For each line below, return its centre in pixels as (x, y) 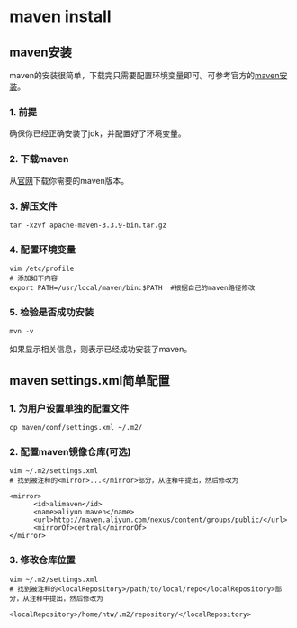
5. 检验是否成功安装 (52, 313)
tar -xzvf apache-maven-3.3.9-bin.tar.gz (88, 225)
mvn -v (22, 332)
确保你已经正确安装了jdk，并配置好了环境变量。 (98, 133)
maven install (60, 17)
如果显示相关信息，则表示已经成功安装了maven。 (100, 350)
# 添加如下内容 (34, 278)
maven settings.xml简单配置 (90, 380)
